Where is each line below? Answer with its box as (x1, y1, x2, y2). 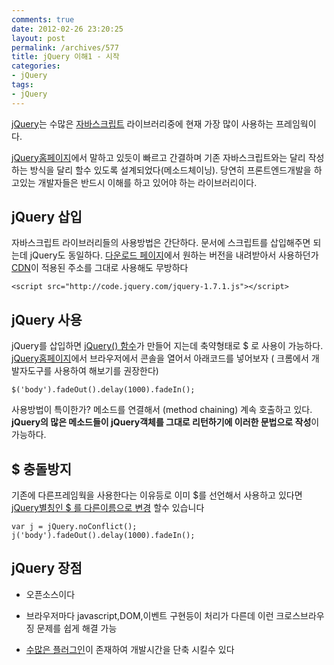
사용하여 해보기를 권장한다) (54, 365, 159, 377)
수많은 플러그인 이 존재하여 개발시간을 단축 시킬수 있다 (25, 643, 235, 655)
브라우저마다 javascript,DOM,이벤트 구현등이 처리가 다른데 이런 (25, 609, 274, 621)
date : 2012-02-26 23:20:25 (11, 24, 124, 34)
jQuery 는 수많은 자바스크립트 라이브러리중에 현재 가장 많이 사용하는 (11, 117, 274, 130)
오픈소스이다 (25, 588, 76, 600)
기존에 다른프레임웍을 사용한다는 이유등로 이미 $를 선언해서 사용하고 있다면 (11, 489, 303, 501)
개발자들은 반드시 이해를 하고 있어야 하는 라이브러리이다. (37, 176, 258, 188)
